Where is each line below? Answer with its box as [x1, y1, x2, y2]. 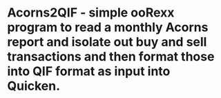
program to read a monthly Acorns [7, 19, 209, 35]
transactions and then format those [7, 49, 215, 65]
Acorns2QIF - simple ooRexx [7, 5, 175, 21]
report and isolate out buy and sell [7, 35, 207, 50]
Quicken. [7, 78, 61, 94]
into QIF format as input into [7, 63, 171, 79]
